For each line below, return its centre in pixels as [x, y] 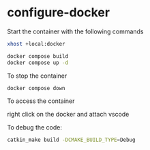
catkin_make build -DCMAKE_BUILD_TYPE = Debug [71, 140]
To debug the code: [35, 127]
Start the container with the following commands [76, 31]
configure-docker [59, 13]
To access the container [41, 101]
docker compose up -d [38, 63]
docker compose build [38, 56]
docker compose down [36, 88]
